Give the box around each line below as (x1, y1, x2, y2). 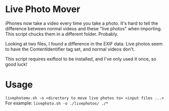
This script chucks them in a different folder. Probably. (5, 31, 118, 37)
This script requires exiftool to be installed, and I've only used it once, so (5, 55, 156, 62)
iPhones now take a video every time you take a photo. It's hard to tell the (5, 20, 158, 26)
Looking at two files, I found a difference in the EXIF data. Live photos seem (5, 40, 163, 46)
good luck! (5, 61, 28, 67)
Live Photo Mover (5, 4, 80, 15)
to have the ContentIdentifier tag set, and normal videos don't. (5, 46, 135, 52)
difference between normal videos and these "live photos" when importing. (5, 25, 162, 31)
